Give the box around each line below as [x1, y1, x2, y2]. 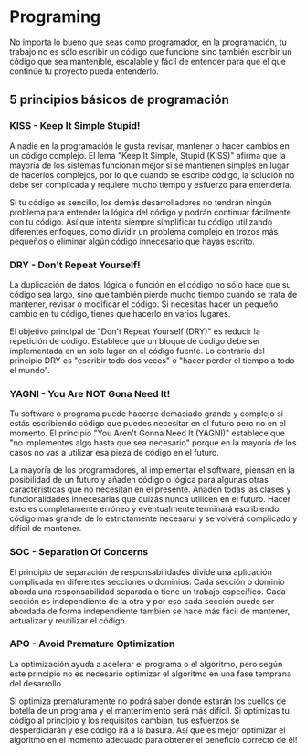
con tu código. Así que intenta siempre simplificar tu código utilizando [9, 216, 273, 227]
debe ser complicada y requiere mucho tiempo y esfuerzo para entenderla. [9, 179, 292, 190]
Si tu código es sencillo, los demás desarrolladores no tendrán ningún [9, 196, 272, 207]
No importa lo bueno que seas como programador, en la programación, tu [9, 37, 288, 47]
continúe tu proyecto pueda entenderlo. [9, 66, 160, 77]
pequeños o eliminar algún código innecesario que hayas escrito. [9, 236, 256, 246]
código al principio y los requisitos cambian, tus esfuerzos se [9, 715, 240, 726]
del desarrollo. [9, 677, 64, 688]
